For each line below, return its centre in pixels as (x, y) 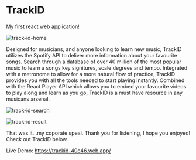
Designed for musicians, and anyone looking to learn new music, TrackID (94, 49)
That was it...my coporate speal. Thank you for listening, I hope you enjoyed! (98, 133)
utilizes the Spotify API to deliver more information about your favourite (92, 55)
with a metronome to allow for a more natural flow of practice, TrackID (91, 74)
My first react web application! (43, 26)
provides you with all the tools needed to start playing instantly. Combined (95, 80)
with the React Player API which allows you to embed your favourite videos (96, 86)
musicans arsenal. (28, 99)
